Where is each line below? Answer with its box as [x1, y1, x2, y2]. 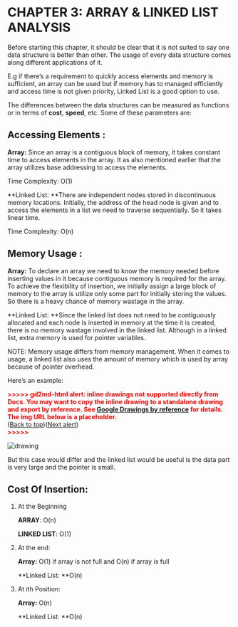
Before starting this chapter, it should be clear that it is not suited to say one [7, 43, 230, 51]
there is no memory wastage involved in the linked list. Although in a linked [7, 325, 227, 334]
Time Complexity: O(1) [7, 176, 73, 185]
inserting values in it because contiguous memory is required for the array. [7, 274, 227, 283]
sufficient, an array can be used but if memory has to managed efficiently [7, 79, 223, 88]
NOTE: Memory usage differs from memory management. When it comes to [7, 347, 230, 356]
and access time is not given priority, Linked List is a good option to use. [7, 87, 219, 95]
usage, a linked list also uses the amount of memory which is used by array [7, 354, 229, 363]
